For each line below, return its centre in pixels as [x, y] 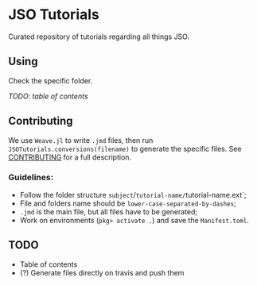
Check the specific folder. [51, 80]
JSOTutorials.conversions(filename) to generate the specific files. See [125, 148]
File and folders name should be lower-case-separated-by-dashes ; [128, 203]
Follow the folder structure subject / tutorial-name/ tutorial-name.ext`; [133, 194]
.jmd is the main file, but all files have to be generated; [109, 211]
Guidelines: [31, 178]
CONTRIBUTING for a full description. [70, 157]
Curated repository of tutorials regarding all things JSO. [99, 37]
